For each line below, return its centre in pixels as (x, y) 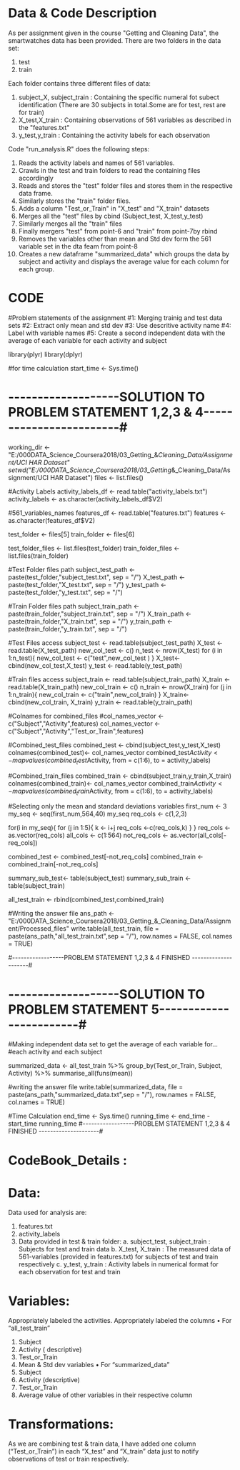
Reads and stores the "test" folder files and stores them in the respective (125, 185)
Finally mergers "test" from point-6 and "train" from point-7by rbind (118, 231)
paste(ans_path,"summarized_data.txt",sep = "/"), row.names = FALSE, (112, 1095)
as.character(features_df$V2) (52, 520)
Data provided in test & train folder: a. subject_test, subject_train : (114, 1241)
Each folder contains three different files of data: (79, 83)
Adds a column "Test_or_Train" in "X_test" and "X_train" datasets (114, 208)
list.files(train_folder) (38, 556)
